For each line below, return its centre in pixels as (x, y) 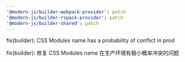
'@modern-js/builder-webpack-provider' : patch (66, 12)
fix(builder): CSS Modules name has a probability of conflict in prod (90, 41)
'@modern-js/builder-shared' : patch (52, 23)
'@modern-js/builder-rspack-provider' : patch (65, 18)
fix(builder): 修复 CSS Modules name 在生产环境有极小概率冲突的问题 (93, 53)
